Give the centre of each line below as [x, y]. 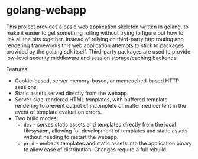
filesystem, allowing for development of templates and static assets [106, 131]
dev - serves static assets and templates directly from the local [100, 124]
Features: [18, 69]
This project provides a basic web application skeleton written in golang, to [98, 26]
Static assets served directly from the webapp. [72, 93]
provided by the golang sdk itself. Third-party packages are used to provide [98, 51]
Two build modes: [36, 118]
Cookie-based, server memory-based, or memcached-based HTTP [97, 81]
